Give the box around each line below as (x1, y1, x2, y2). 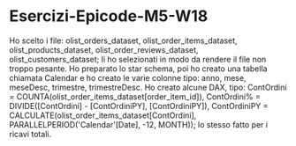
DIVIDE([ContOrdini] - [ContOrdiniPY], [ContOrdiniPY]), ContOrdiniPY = (9, 100, 269, 111)
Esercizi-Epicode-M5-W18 (9, 6, 209, 26)
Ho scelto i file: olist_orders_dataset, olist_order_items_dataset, (9, 35, 238, 46)
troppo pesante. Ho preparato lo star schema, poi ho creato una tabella (9, 63, 268, 74)
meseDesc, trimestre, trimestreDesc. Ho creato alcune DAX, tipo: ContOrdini (9, 82, 287, 92)
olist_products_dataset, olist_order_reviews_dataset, (9, 44, 199, 55)
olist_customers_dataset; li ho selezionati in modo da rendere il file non (9, 54, 267, 64)
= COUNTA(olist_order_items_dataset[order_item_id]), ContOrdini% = (9, 91, 261, 102)
